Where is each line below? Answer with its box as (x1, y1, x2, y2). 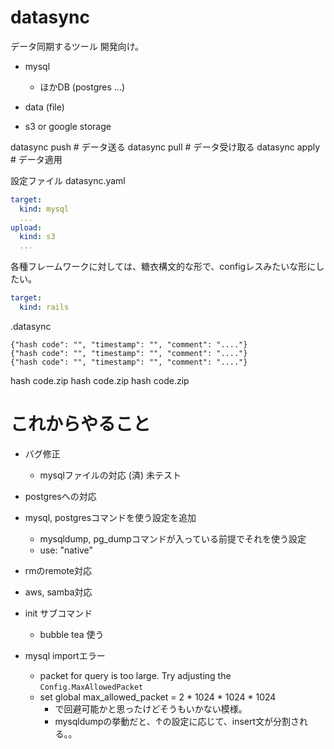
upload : (10, 222, 43, 233)
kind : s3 (19, 232, 56, 242)
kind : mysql (19, 204, 70, 214)
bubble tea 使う (39, 628, 105, 640)
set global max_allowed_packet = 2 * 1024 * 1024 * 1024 (39, 691, 277, 703)
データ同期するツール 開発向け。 (10, 40, 144, 52)
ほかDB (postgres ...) (39, 81, 126, 93)
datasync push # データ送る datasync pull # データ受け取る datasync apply (10, 141, 321, 153)
